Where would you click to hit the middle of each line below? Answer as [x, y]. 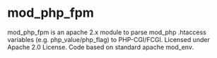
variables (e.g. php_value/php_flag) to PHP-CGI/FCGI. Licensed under [108, 39]
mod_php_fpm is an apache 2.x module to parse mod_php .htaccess [107, 32]
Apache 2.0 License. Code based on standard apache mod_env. [101, 47]
